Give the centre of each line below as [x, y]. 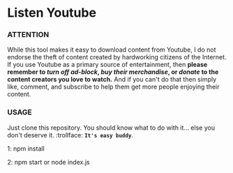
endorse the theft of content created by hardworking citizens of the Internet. [117, 57]
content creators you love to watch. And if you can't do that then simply [112, 80]
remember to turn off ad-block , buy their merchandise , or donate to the [113, 72]
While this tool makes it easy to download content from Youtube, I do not [112, 50]
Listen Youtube [52, 13]
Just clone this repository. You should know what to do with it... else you [111, 128]
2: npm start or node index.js [48, 162]
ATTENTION [28, 35]
